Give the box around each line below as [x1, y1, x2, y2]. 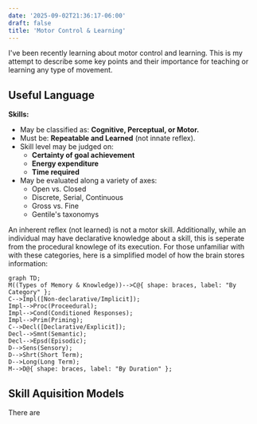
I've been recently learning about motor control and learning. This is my [8, 49, 243, 58]
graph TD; [8, 274, 41, 283]
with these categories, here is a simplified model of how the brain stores [8, 250, 245, 260]
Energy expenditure [31, 159, 99, 168]
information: [8, 259, 49, 269]
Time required [31, 167, 80, 177]
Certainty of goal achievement [31, 151, 135, 160]
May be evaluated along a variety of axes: [19, 176, 158, 186]
